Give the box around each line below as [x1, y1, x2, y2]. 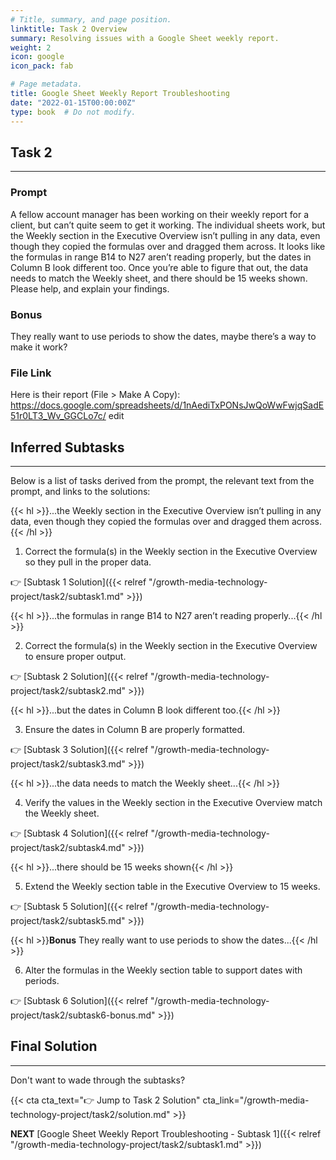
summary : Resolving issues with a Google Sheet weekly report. [10, 33, 280, 43]
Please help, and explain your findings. [10, 282, 170, 295]
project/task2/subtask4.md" [10, 842, 126, 854]
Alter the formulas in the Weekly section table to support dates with [24, 964, 303, 976]
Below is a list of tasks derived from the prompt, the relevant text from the [10, 475, 315, 487]
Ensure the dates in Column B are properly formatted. [24, 724, 246, 736]
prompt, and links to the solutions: [10, 486, 151, 498]
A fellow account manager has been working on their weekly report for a [10, 208, 310, 220]
